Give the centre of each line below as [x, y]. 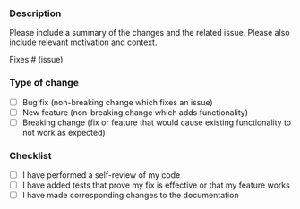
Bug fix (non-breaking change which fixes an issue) [117, 102]
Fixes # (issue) [36, 60]
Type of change [44, 83]
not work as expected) [64, 132]
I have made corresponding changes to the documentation [130, 196]
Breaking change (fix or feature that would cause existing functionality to [157, 122]
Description [35, 13]
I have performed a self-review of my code [101, 175]
